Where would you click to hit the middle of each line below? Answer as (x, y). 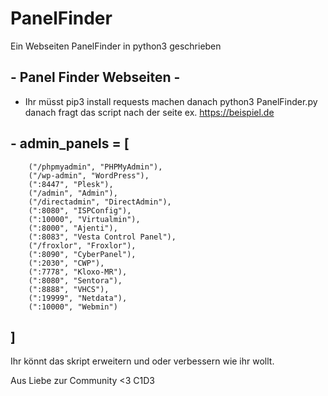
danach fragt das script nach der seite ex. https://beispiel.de (149, 112)
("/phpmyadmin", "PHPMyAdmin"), (95, 167)
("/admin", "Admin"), (73, 193)
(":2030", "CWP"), (66, 263)
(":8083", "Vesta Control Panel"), (102, 237)
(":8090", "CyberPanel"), (82, 254)
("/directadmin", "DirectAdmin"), (100, 202)
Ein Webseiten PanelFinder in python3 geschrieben (116, 46)
